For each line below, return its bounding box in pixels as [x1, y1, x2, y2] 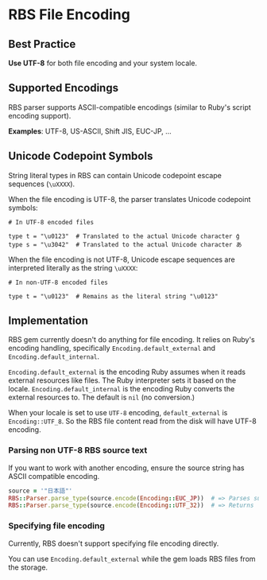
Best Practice [8, 37, 76, 51]
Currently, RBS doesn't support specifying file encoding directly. [8, 539, 219, 548]
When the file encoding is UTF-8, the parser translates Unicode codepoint [8, 194, 251, 204]
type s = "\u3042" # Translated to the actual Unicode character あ [8, 240, 242, 248]
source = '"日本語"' [8, 487, 73, 495]
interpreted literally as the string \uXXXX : [8, 263, 138, 272]
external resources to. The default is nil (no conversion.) [8, 392, 195, 403]
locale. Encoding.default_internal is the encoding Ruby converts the [8, 384, 235, 394]
